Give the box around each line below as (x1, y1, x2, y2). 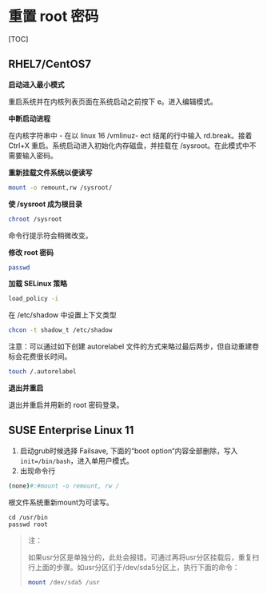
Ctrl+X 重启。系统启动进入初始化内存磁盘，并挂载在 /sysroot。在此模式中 (8, 141, 249, 150)
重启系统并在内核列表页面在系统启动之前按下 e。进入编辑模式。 (8, 97, 218, 106)
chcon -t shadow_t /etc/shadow (8, 326, 113, 334)
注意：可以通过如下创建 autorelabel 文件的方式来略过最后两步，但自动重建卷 (8, 341, 260, 352)
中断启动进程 (8, 114, 50, 123)
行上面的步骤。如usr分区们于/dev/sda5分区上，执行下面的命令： (27, 562, 240, 572)
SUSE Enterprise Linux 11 (8, 424, 134, 437)
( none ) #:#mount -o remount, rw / (8, 481, 120, 490)
